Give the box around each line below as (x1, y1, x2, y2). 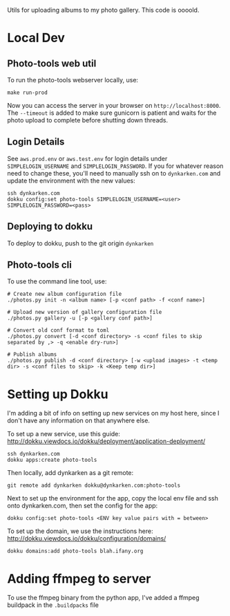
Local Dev (7, 30, 66, 46)
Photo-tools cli (7, 259, 73, 271)
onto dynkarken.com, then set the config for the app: (7, 501, 158, 510)
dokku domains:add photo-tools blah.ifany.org (7, 548, 144, 555)
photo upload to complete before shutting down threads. (7, 116, 169, 124)
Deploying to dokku (7, 221, 93, 232)
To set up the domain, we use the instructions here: (7, 527, 153, 535)
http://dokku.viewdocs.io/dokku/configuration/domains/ (7, 534, 166, 543)
